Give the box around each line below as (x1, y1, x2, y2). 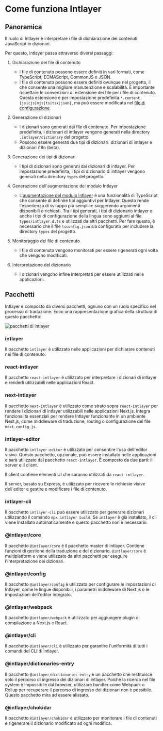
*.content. (120, 96, 142, 100)
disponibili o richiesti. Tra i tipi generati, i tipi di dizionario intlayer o (19, 208, 153, 214)
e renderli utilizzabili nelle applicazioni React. (5, 380, 95, 385)
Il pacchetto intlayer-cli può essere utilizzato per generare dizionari (5, 509, 144, 515)
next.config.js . (5, 423, 37, 429)
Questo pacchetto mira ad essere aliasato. (5, 692, 90, 698)
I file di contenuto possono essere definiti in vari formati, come (19, 69, 145, 75)
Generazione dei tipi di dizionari (12, 154, 76, 160)
